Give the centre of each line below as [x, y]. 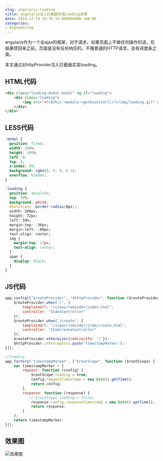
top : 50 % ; [19, 198]
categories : [17, 23]
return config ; [46, 384]
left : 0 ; [18, 157]
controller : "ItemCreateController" [59, 330]
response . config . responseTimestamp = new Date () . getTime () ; [93, 402]
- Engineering [19, 28]
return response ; [49, 407]
